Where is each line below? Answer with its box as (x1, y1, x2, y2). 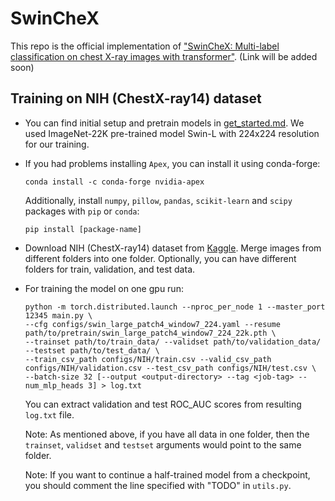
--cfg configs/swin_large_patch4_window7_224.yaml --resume (24, 319, 281, 329)
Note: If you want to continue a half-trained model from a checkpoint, (24, 468, 311, 481)
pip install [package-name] (24, 224, 142, 234)
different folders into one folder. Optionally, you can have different (24, 252, 297, 264)
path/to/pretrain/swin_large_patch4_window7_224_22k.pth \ (24, 328, 277, 338)
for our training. (24, 138, 90, 150)
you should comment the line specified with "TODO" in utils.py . (24, 479, 292, 491)
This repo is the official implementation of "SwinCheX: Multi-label (10, 40, 280, 52)
